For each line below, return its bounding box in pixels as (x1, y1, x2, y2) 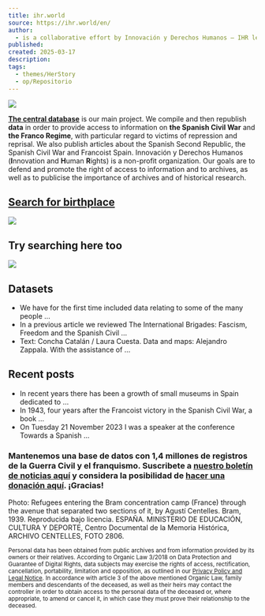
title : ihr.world (8, 11, 65, 20)
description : (8, 56, 51, 64)
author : (8, 26, 34, 34)
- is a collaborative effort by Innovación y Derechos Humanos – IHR (15, 33, 248, 42)
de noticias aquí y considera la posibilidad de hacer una (8, 470, 226, 481)
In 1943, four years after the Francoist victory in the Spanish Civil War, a (19, 405, 252, 415)
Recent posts (8, 368, 75, 381)
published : (8, 41, 44, 49)
